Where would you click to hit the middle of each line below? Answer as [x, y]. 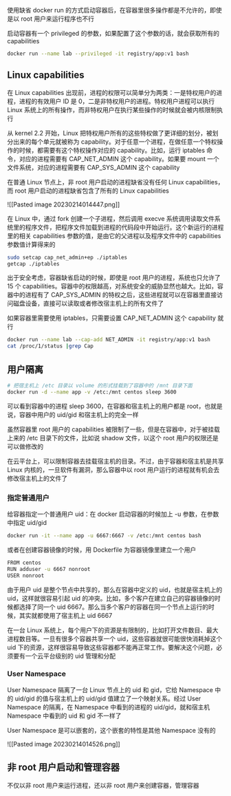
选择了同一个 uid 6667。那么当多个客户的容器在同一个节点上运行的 [114, 607]
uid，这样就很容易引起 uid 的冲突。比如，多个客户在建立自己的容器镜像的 [111, 598]
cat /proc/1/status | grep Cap [51, 346]
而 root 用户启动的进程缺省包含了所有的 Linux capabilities [88, 191]
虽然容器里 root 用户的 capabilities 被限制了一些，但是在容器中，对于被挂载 [113, 429]
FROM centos [24, 563]
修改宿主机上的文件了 [37, 478]
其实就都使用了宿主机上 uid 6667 [66, 615]
